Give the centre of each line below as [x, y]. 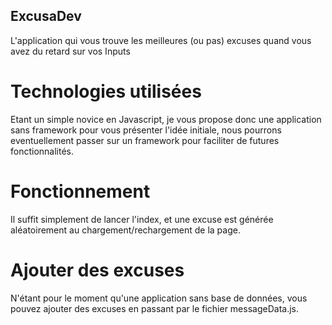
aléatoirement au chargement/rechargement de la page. [125, 230]
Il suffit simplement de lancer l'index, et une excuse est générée [142, 219]
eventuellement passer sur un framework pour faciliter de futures [145, 140]
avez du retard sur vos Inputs [70, 51]
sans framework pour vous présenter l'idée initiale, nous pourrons [146, 130]
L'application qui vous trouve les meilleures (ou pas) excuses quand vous [161, 40]
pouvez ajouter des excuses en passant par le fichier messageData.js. [154, 308]
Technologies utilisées [106, 91]
